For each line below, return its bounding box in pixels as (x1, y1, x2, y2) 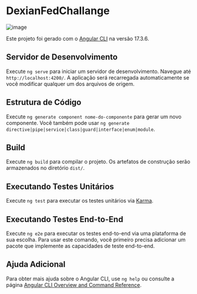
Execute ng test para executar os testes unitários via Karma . (6, 197, 154, 204)
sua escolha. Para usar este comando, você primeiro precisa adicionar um (6, 236, 186, 243)
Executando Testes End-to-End (6, 214, 123, 224)
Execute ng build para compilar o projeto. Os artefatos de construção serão (6, 158, 191, 166)
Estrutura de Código (6, 97, 82, 107)
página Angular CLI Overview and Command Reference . (6, 281, 142, 288)
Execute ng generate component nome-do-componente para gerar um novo (6, 113, 182, 120)
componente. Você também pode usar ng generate (6, 119, 130, 126)
